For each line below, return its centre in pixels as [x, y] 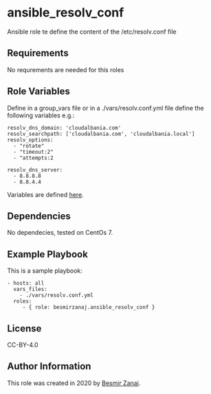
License [24, 328]
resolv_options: [30, 140]
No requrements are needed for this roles [66, 69]
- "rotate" [29, 146]
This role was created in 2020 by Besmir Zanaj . [74, 383]
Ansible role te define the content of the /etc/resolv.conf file [92, 32]
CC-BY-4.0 [23, 345]
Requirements [38, 53]
